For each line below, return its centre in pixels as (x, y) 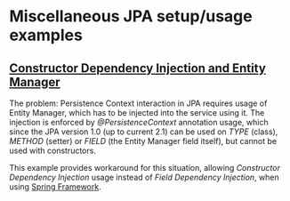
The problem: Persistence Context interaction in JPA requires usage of (138, 103)
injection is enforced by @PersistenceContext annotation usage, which (139, 122)
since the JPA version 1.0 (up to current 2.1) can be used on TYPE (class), (144, 132)
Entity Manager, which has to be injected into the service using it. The (137, 113)
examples (46, 35)
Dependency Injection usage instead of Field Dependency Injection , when (145, 177)
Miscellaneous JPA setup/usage (131, 16)
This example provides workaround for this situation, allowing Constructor (145, 168)
